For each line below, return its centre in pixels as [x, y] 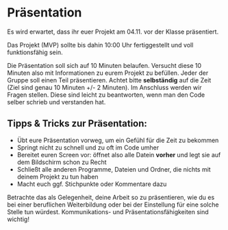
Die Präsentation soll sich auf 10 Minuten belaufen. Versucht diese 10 [104, 65]
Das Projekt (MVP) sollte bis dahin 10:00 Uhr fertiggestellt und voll [100, 45]
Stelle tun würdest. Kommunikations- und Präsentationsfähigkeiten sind [108, 211]
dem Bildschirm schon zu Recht [62, 162]
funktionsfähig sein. [35, 52]
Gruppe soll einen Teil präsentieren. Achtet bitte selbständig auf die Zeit [109, 80]
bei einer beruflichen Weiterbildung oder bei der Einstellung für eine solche [113, 205]
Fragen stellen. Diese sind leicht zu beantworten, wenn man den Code [106, 95]
